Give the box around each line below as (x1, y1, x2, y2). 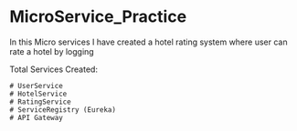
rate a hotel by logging (9, 45, 94, 56)
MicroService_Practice (9, 6, 187, 27)
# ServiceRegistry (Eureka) (9, 105, 117, 115)
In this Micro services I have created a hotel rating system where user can (9, 36, 288, 47)
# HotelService (9, 89, 68, 98)
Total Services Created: (9, 64, 99, 75)
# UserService (9, 81, 64, 90)
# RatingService (9, 97, 71, 106)
